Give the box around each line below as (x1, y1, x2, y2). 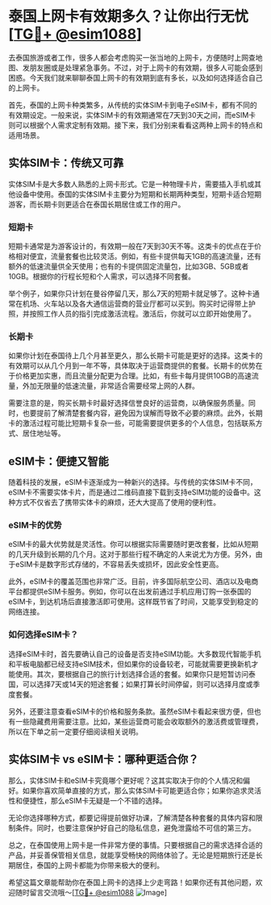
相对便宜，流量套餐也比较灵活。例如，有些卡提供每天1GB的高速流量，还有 (15, 252, 262, 261)
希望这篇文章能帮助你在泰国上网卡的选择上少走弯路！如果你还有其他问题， (8, 877, 256, 887)
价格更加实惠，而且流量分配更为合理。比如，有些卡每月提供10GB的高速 (15, 371, 252, 381)
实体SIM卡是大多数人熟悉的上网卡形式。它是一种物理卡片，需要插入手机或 (8, 179, 255, 189)
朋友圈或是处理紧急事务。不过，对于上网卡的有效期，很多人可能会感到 (29, 62, 263, 73)
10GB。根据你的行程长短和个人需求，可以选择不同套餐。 (8, 272, 196, 282)
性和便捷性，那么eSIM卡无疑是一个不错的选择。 (8, 795, 167, 805)
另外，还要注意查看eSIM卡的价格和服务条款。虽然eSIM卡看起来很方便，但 (8, 707, 255, 716)
